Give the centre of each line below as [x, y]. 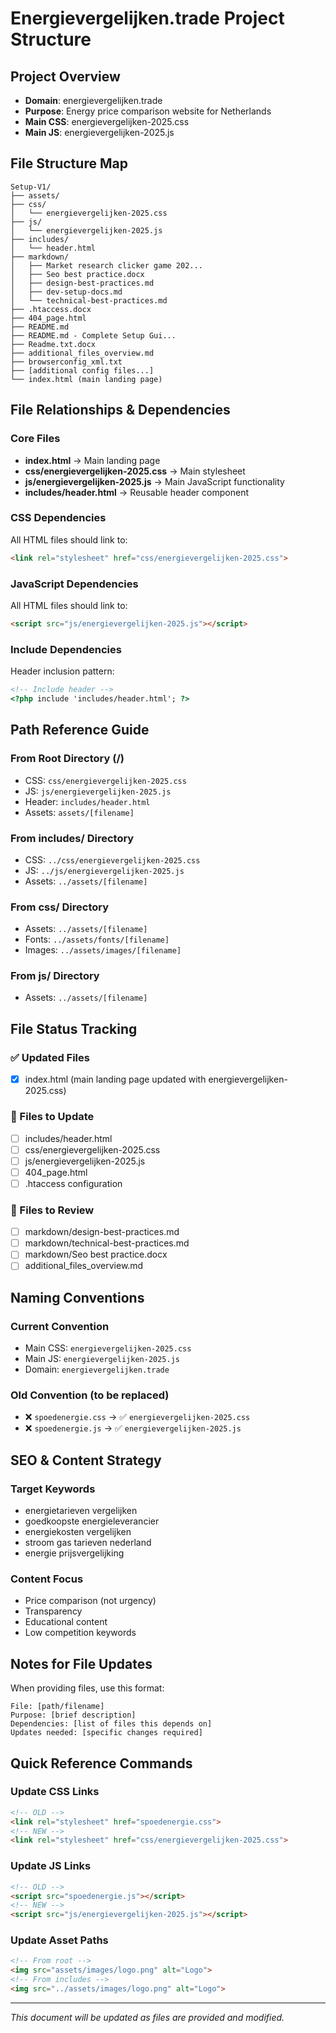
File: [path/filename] [57, 1707]
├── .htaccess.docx [51, 309]
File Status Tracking [74, 1028]
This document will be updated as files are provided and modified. [147, 2017]
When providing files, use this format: [87, 1688]
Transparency [53, 1611]
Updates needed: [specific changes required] [106, 1733]
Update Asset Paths [59, 1940]
